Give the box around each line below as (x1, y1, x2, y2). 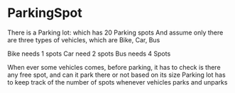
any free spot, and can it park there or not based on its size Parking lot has (7, 70, 226, 79)
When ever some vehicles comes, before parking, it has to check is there (7, 63, 222, 71)
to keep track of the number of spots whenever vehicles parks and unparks (7, 77, 228, 86)
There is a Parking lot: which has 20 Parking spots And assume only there (7, 28, 224, 37)
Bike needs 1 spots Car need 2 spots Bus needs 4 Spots (7, 49, 171, 58)
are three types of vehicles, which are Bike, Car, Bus (7, 35, 160, 44)
